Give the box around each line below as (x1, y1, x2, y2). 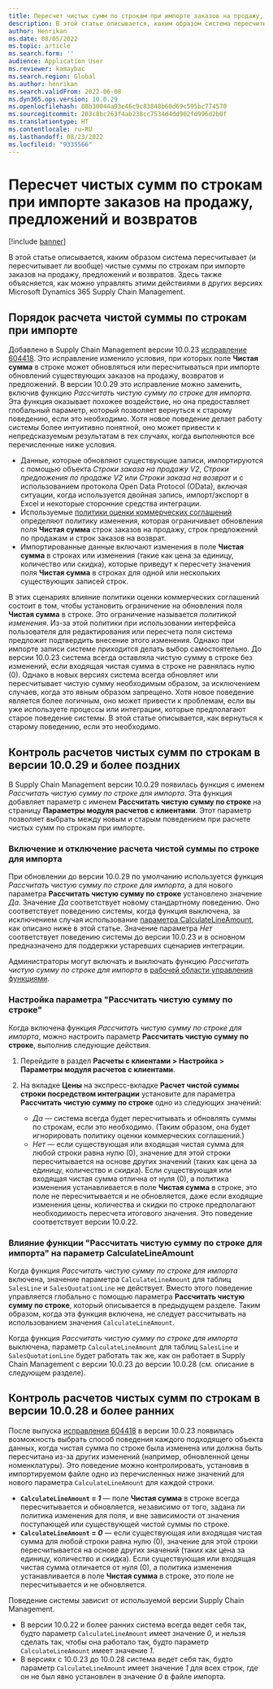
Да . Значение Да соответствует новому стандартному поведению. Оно (8, 897, 260, 907)
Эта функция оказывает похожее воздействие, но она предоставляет (8, 397, 250, 406)
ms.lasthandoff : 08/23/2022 (8, 132, 104, 141)
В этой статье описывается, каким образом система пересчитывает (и (8, 253, 256, 263)
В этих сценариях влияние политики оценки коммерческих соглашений (8, 593, 260, 602)
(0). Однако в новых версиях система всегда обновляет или (8, 670, 219, 680)
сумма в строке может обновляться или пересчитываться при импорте (8, 363, 260, 372)
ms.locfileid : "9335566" (8, 140, 93, 149)
